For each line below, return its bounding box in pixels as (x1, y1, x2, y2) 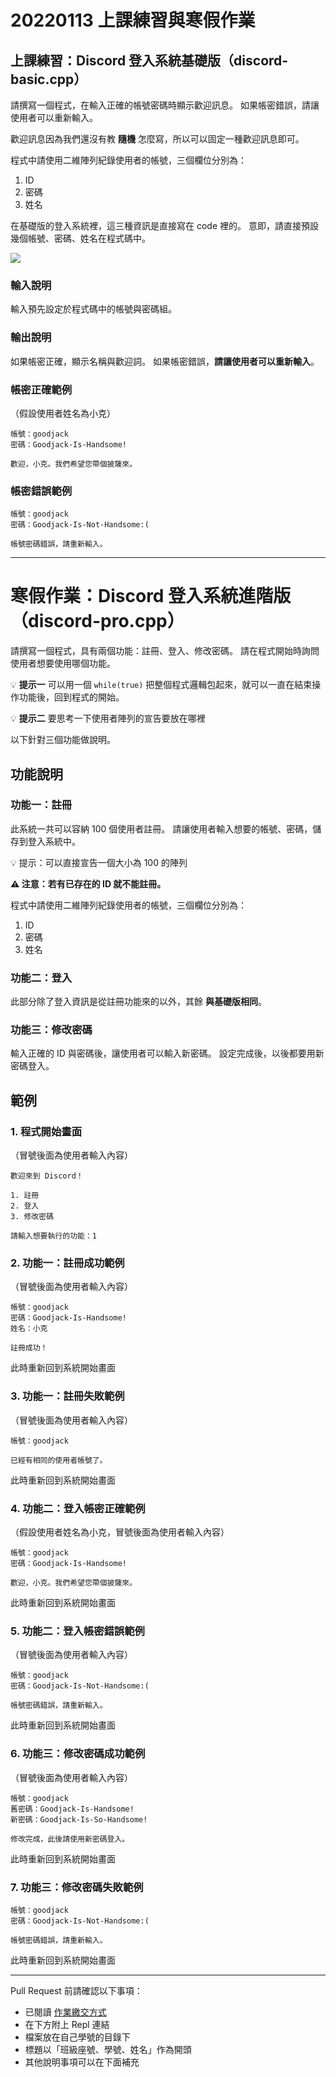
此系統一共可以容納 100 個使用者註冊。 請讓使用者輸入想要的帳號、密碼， (10, 822, 313, 835)
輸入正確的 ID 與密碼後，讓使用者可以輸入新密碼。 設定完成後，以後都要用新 (10, 1047, 325, 1060)
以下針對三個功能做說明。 (10, 734, 116, 746)
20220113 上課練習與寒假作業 (10, 9, 256, 32)
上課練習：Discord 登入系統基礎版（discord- (10, 52, 289, 69)
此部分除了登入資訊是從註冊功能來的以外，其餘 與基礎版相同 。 (10, 996, 267, 1008)
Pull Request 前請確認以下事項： (10, 1984, 143, 1996)
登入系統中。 (27, 835, 81, 847)
